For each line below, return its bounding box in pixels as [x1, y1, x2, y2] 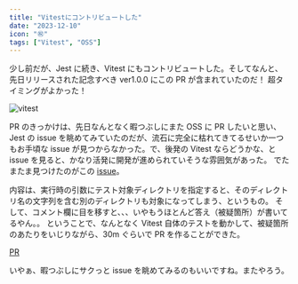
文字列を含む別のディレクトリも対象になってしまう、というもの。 [32, 196, 274, 207]
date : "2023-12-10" [9, 21, 82, 30]
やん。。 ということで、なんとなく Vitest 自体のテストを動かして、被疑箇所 [16, 218, 289, 229]
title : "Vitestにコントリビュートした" [9, 12, 142, 22]
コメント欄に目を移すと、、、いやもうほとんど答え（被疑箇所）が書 [31, 207, 273, 217]
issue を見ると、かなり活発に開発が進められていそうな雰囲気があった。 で [9, 154, 282, 165]
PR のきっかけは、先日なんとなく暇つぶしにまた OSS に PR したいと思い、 [9, 122, 282, 132]
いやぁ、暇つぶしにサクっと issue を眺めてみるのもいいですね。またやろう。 [9, 265, 289, 276]
